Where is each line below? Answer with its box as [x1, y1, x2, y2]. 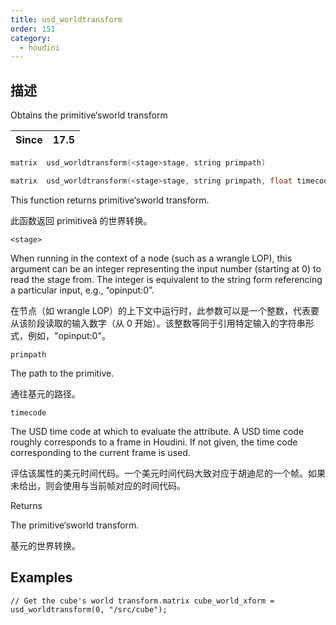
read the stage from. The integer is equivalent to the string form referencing [10, 273, 323, 285]
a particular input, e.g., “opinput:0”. [10, 284, 155, 296]
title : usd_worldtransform [10, 14, 123, 25]
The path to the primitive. [10, 367, 115, 379]
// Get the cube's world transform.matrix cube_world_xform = [10, 596, 275, 606]
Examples [10, 569, 73, 586]
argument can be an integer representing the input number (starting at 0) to [10, 262, 322, 275]
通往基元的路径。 [10, 387, 81, 400]
